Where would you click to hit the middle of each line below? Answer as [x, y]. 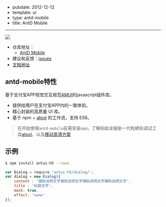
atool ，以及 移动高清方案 [46, 134]
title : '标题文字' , [34, 186]
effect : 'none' [30, 195]
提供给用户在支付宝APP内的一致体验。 [51, 105]
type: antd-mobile [30, 18]
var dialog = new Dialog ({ [33, 177]
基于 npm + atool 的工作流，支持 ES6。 [52, 117]
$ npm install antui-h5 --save [37, 163]
